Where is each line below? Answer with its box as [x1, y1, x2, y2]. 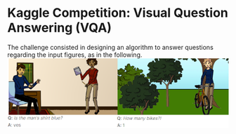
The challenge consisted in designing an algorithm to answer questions [7, 43, 214, 51]
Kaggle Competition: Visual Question [7, 5, 228, 21]
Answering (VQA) [7, 20, 112, 36]
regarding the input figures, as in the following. [7, 51, 143, 59]
